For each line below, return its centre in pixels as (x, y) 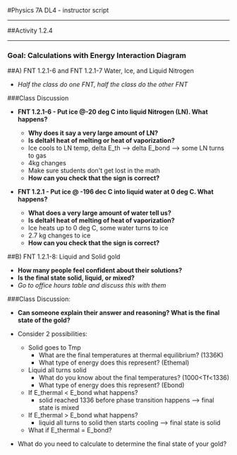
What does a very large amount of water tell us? (99, 213)
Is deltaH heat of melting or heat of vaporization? (101, 141)
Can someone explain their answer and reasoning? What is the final (119, 313)
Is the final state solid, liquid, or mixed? (76, 278)
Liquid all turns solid (57, 370)
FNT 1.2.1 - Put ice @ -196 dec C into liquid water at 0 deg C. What (115, 192)
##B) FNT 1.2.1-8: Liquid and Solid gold (64, 256)
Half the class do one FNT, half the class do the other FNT (103, 85)
